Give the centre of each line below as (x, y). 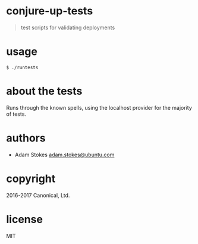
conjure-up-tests (50, 11)
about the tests (44, 91)
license (25, 219)
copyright (31, 179)
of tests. (16, 114)
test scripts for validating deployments (68, 27)
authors (26, 138)
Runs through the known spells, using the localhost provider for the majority (99, 107)
